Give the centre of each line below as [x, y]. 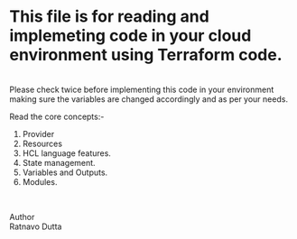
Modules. [40, 181]
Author [22, 216]
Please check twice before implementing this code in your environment [142, 89]
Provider [38, 133]
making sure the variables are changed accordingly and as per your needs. [149, 99]
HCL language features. [66, 153]
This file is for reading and [109, 17]
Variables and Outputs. [65, 172]
